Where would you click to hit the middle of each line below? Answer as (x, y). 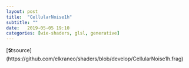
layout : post (22, 11)
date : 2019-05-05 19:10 (38, 28)
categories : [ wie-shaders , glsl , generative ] (63, 33)
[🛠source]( (19, 50)
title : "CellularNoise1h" (39, 17)
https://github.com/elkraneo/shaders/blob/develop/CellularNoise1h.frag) (95, 59)
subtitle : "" (22, 22)
